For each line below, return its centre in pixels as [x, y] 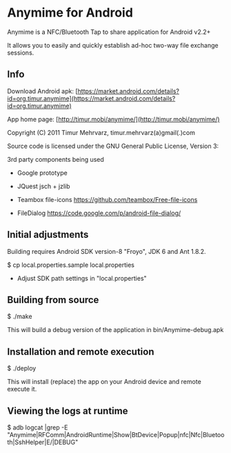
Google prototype [42, 173]
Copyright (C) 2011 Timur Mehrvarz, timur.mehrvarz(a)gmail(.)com [101, 132]
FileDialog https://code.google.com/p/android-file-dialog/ [99, 213]
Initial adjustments [48, 235]
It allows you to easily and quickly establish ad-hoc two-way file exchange [113, 45]
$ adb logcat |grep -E [38, 427]
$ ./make [20, 317]
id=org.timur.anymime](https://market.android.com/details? [91, 98]
